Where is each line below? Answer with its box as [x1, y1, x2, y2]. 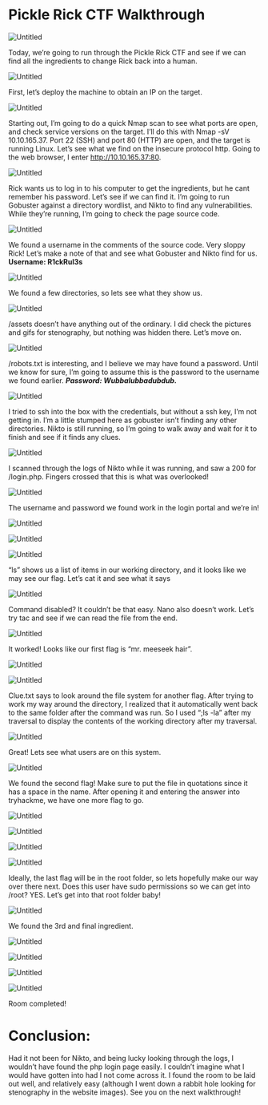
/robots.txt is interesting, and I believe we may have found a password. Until [8, 358, 258, 368]
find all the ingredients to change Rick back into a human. [8, 56, 198, 66]
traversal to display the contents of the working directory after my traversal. [8, 716, 258, 726]
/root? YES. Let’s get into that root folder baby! [8, 889, 162, 899]
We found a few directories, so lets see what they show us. [8, 288, 202, 297]
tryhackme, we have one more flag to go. [8, 795, 144, 805]
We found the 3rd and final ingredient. [8, 921, 134, 930]
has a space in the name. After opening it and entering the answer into [8, 787, 240, 796]
